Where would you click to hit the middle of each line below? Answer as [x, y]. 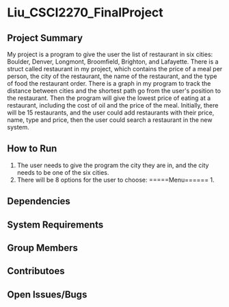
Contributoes [36, 271]
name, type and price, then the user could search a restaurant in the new [110, 120]
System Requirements [55, 224]
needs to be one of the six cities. [63, 172]
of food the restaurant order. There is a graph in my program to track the [109, 83]
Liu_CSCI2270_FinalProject [85, 13]
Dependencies [39, 201]
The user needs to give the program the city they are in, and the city [113, 165]
